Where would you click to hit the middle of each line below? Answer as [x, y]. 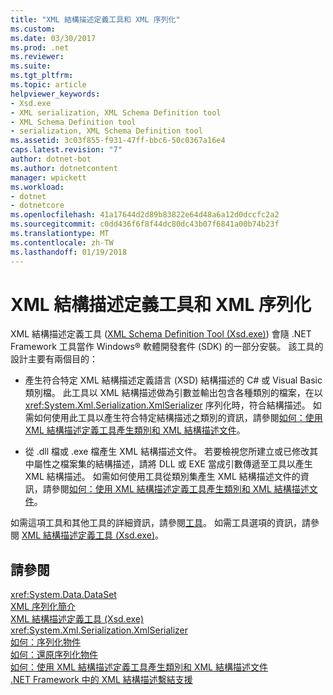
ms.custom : [33, 29]
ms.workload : [37, 187]
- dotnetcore [37, 206]
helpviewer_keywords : [55, 94]
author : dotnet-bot [51, 159]
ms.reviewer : [37, 57]
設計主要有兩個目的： [54, 359]
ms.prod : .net [40, 47]
